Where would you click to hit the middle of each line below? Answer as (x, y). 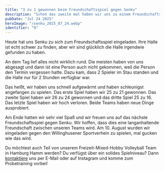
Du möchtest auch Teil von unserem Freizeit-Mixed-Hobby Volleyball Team (81, 148)
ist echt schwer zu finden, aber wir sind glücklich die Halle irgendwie (75, 47)
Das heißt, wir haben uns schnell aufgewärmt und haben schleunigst (74, 87)
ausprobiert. (17, 108)
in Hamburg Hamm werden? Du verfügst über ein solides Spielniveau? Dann (82, 153)
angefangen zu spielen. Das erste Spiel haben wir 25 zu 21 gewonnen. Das (81, 92)
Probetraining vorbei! (27, 164)
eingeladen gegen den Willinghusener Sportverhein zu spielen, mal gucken (81, 133)
